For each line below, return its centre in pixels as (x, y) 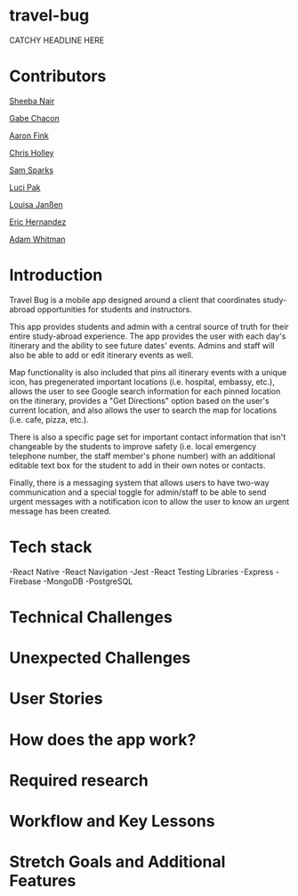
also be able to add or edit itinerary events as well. (101, 355)
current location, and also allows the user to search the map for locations (143, 410)
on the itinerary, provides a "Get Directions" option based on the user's (139, 400)
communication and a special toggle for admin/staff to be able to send (138, 492)
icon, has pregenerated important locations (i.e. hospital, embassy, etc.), (142, 382)
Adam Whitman (37, 239)
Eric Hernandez (38, 222)
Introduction (56, 275)
